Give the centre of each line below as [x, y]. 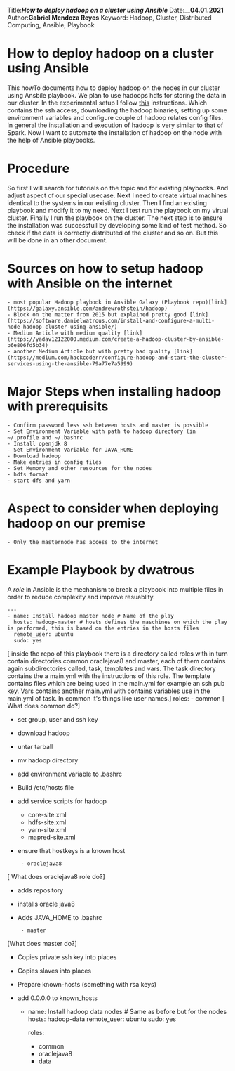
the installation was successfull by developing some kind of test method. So [117, 225]
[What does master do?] [42, 943]
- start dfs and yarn [39, 481]
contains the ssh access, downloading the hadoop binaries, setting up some [117, 110]
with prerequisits [58, 406]
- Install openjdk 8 [38, 443]
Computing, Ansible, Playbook [51, 25]
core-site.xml [47, 814]
